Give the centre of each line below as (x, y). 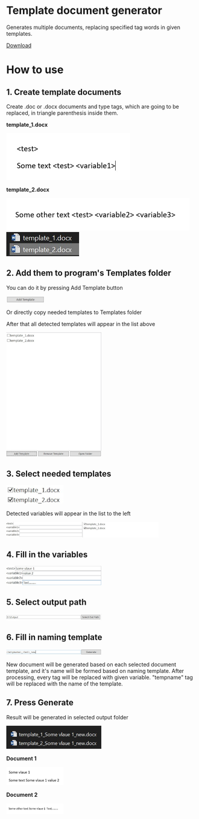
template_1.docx (27, 124)
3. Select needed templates (59, 474)
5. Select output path (46, 602)
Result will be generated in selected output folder (67, 717)
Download (19, 45)
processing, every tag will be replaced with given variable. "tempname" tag (99, 677)
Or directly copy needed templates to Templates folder (74, 312)
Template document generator (84, 11)
